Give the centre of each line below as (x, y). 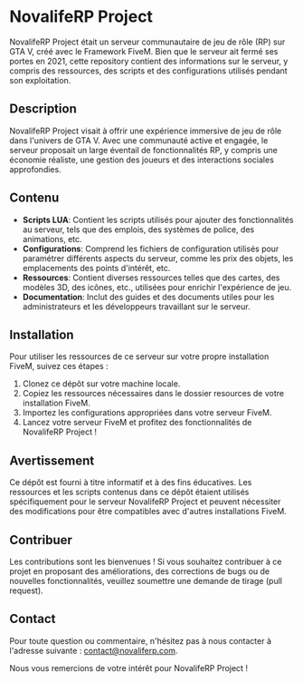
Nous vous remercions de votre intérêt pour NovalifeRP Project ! (129, 667)
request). (26, 590)
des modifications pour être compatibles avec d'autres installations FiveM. (148, 511)
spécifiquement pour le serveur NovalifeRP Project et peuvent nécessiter (145, 502)
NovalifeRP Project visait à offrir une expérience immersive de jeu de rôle (146, 131)
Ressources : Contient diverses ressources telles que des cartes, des (151, 278)
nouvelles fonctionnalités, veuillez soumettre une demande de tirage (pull (146, 581)
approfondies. (35, 169)
